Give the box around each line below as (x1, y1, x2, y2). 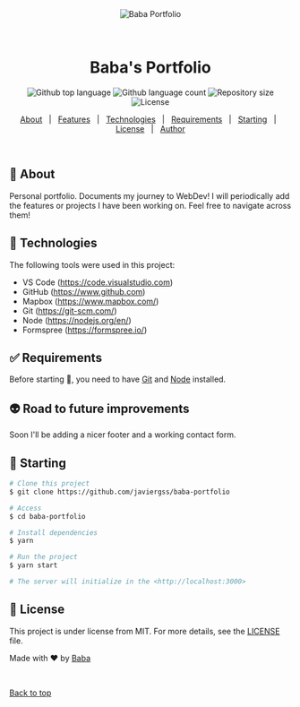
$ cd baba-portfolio (9, 512, 87, 521)
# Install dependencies (9, 528, 99, 537)
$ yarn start (9, 561, 58, 570)
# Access (9, 504, 42, 513)
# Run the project (9, 553, 78, 562)
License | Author (115, 123, 186, 134)
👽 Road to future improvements (9, 401, 190, 416)
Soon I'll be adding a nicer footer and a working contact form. (9, 429, 236, 440)
